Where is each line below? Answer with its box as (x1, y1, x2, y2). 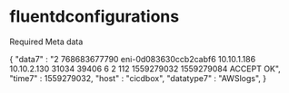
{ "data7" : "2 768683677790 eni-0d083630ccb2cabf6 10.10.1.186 (9, 53, 256, 64)
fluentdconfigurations (9, 6, 180, 27)
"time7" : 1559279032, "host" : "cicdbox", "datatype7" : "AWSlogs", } (9, 72, 266, 83)
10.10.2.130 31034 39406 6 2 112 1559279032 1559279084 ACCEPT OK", (9, 63, 282, 74)
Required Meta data (9, 36, 84, 47)
